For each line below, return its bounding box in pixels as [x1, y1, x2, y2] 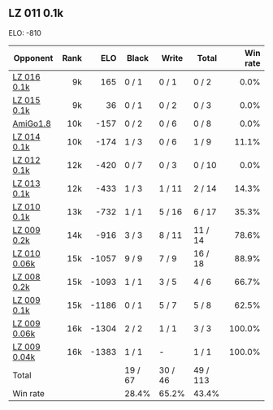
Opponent [13, 52, 54, 63]
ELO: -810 [8, 28, 42, 37]
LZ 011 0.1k [8, 6, 63, 20]
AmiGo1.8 [12, 118, 51, 129]
